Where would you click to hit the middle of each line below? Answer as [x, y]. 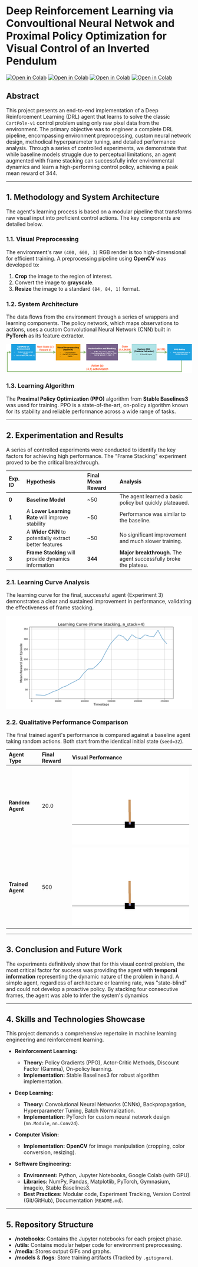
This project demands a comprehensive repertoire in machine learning [91, 1034]
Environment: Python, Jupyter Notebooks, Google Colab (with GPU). [107, 1175]
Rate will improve [47, 517]
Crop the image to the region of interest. [64, 276]
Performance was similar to [153, 514]
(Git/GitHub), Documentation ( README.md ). [73, 1200]
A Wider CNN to [46, 532]
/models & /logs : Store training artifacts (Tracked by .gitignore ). [94, 1258]
